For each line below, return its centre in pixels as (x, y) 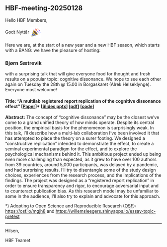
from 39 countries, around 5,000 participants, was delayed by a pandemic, (82, 165)
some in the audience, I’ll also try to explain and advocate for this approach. (83, 196)
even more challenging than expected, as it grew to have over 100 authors (81, 159)
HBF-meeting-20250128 (44, 8)
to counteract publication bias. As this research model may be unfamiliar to (82, 191)
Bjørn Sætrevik (24, 63)
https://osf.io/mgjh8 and (30, 211)
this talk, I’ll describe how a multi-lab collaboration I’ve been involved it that (82, 133)
